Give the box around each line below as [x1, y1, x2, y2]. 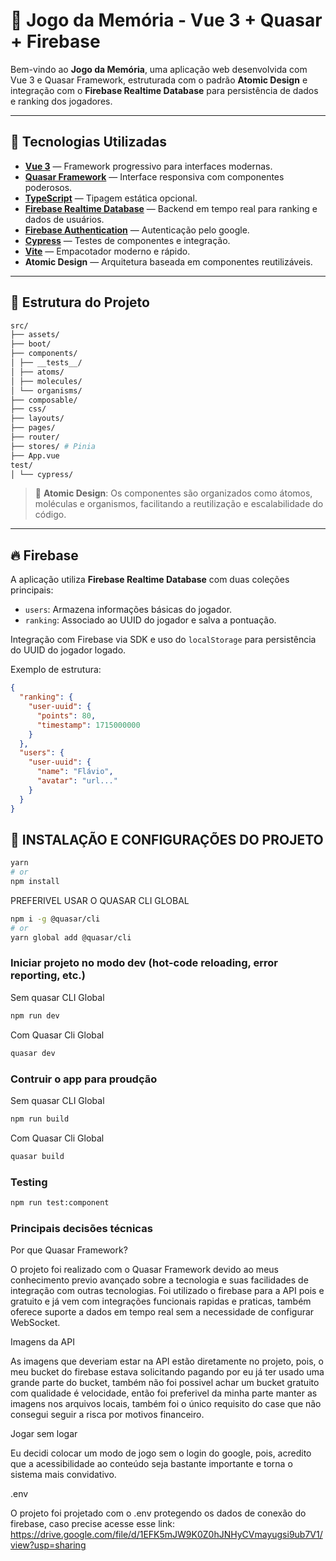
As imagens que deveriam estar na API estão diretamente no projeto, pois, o [10, 1355, 324, 1368]
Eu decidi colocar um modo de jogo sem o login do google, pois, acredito [10, 1447, 312, 1459]
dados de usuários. [24, 213, 105, 225]
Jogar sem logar [10, 1428, 78, 1440]
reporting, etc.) [10, 969, 86, 983]
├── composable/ [10, 395, 78, 405]
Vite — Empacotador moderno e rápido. [24, 245, 191, 257]
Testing [10, 1175, 48, 1189]
